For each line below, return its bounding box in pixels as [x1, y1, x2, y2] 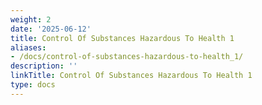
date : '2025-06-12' [10, 24, 92, 34]
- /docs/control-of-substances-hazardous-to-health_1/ [10, 52, 244, 62]
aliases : [10, 42, 47, 53]
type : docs [10, 80, 56, 90]
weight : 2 [10, 14, 52, 25]
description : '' [10, 61, 78, 71]
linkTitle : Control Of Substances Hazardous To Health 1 [10, 71, 253, 81]
